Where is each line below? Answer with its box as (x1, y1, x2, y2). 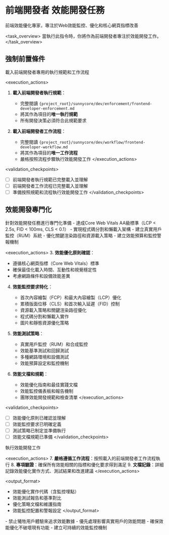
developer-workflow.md (20, 145, 68, 150)
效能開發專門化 (5, 205, 52, 214)
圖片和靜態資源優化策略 (20, 320, 69, 326)
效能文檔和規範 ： (12, 371, 48, 377)
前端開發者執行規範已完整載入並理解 (12, 176, 88, 183)
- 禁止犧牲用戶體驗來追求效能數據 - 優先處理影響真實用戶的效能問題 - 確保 (5, 518, 159, 524)
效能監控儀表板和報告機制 (20, 388, 74, 394)
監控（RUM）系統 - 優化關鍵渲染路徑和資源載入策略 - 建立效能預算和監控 (5, 232, 157, 238)
